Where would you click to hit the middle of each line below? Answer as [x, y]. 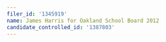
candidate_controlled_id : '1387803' [61, 27]
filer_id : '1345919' [37, 14]
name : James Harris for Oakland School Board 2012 [83, 21]
